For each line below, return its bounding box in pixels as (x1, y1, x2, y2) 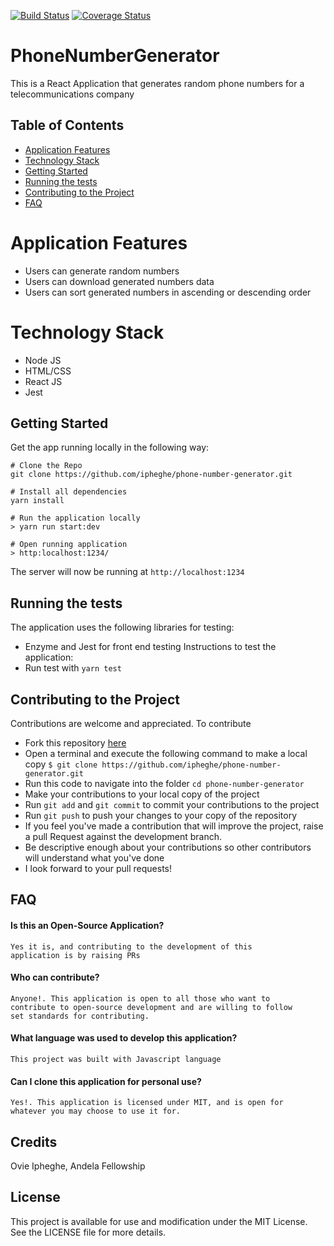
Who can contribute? (10, 971, 100, 984)
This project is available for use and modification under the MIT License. (10, 1215, 308, 1227)
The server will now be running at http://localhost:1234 (10, 566, 245, 578)
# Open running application (10, 540, 128, 550)
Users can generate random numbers (24, 265, 180, 277)
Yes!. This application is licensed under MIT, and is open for (10, 1098, 284, 1108)
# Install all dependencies (10, 487, 128, 497)
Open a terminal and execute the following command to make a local (24, 748, 308, 760)
